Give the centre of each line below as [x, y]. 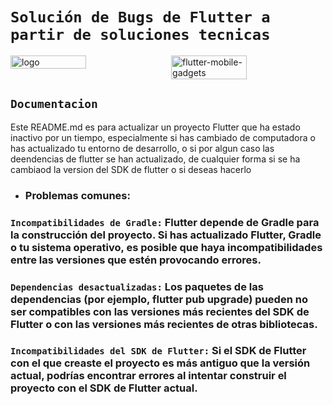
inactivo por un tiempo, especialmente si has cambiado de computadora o [163, 137]
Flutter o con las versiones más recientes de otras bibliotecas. [164, 324]
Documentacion [54, 104]
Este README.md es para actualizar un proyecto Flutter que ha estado [155, 127]
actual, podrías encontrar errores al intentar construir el [148, 376]
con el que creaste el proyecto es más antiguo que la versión [160, 363]
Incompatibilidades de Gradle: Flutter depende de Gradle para [165, 222]
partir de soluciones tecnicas [140, 35]
